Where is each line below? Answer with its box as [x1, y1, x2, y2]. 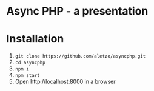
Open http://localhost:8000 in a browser [15, 78, 116, 86]
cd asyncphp [15, 59, 45, 66]
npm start [15, 73, 41, 79]
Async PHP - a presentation [6, 4, 149, 18]
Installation [6, 32, 64, 46]
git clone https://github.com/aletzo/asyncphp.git [15, 53, 146, 59]
